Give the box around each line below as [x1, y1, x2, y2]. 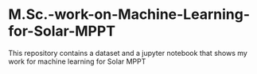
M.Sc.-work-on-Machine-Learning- [8, 6, 251, 24]
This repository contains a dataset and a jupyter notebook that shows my [8, 48, 248, 57]
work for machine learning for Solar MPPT [8, 57, 146, 66]
